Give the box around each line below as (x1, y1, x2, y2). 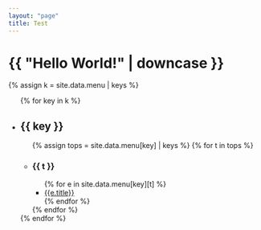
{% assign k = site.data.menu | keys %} (8, 80, 139, 90)
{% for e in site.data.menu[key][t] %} (43, 179, 167, 189)
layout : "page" (8, 11, 59, 20)
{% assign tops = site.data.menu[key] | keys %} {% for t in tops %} (31, 141, 254, 150)
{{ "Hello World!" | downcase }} (8, 54, 225, 72)
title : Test (8, 19, 48, 27)
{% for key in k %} (19, 96, 81, 105)
